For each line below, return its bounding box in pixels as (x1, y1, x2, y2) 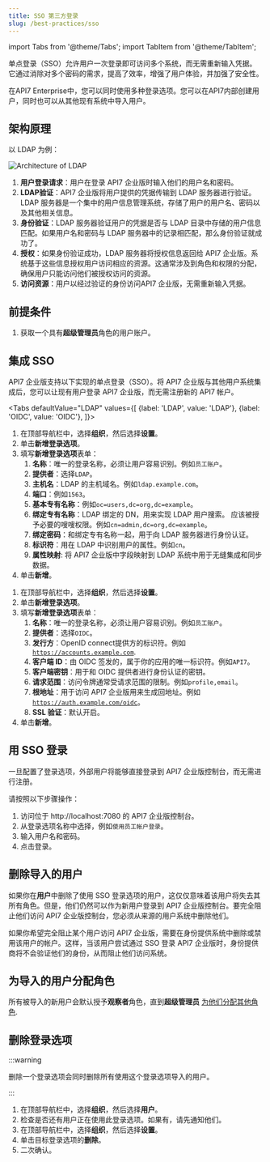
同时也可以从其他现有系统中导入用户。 (22, 96, 150, 105)
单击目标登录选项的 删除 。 (19, 1135, 106, 1145)
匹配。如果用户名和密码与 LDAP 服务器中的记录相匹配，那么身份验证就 (19, 228, 255, 238)
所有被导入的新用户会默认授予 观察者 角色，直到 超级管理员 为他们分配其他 (8, 997, 251, 1007)
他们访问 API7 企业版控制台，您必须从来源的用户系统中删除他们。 (15, 910, 234, 920)
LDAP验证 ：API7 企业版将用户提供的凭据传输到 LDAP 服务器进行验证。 (19, 188, 256, 198)
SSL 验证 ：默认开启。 (32, 707, 105, 717)
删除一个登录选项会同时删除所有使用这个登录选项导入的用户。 (8, 1072, 214, 1082)
